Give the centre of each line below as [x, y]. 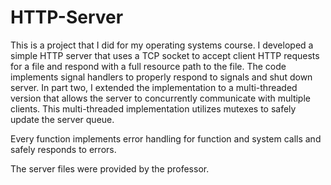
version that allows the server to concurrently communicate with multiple [160, 98]
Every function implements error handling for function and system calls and [166, 138]
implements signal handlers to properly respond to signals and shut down [161, 77]
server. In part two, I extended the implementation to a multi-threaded [154, 87]
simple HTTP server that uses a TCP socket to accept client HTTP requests [165, 55]
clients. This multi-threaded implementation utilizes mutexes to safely [153, 108]
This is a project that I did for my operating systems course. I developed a [162, 45]
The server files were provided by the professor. [110, 168]
